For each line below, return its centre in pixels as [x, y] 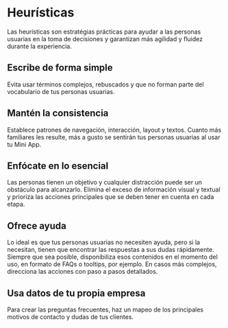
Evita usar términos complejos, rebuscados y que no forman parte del [105, 84]
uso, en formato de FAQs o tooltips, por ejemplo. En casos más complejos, [112, 264]
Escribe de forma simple [60, 68]
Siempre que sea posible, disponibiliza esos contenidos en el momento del [112, 257]
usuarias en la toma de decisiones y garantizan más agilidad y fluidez [105, 38]
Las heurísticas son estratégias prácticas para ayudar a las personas [104, 32]
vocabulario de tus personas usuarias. [61, 91]
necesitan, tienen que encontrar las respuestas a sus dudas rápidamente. [111, 250]
